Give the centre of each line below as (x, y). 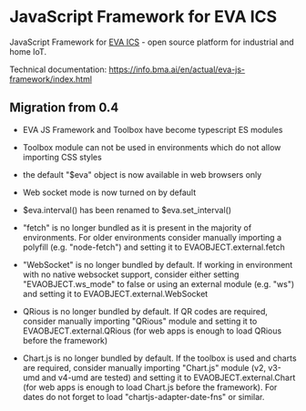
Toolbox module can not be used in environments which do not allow (152, 147)
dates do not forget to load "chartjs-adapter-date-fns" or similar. (143, 396)
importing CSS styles (62, 157)
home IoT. (28, 51)
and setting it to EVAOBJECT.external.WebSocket (115, 293)
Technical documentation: (58, 69)
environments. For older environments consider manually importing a (152, 237)
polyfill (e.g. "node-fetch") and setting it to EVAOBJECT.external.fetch (153, 247)
